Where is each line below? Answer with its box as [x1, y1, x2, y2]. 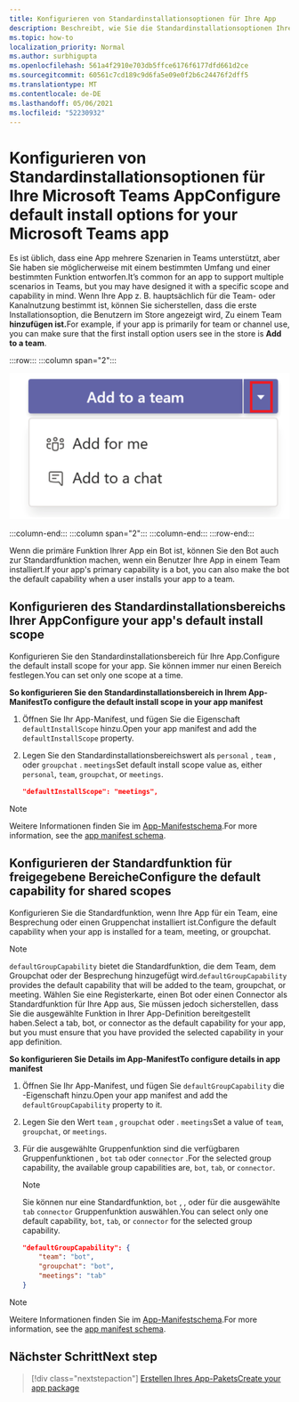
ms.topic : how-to [9, 33, 74, 42]
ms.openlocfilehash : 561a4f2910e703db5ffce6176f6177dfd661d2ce [9, 61, 249, 70]
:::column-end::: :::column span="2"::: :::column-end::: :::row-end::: [9, 528, 255, 539]
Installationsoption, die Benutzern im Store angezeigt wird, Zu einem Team [9, 310, 282, 320]
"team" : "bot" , [38, 1252, 95, 1261]
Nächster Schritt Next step [9, 1349, 158, 1365]
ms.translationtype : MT [9, 80, 98, 89]
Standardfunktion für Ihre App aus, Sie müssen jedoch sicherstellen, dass [9, 998, 279, 1009]
